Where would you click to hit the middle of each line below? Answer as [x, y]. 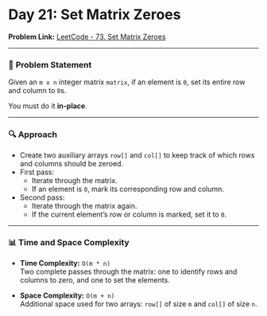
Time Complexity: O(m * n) [65, 263]
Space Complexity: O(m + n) [67, 295]
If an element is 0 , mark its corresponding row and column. [128, 189]
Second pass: [42, 197]
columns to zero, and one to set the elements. [95, 279]
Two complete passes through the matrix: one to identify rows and [128, 271]
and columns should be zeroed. [72, 163]
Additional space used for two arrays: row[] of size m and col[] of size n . [138, 303]
